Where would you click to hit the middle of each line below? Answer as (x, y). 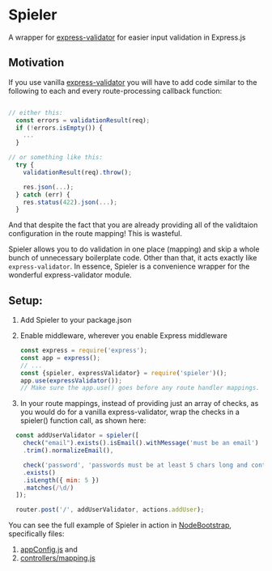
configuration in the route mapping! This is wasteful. (96, 234)
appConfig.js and (49, 550)
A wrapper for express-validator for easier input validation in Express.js (127, 37)
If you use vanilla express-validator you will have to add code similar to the (133, 82)
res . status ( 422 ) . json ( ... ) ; (70, 202)
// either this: (36, 112)
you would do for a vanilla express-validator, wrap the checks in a (130, 412)
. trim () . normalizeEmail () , (68, 450)
